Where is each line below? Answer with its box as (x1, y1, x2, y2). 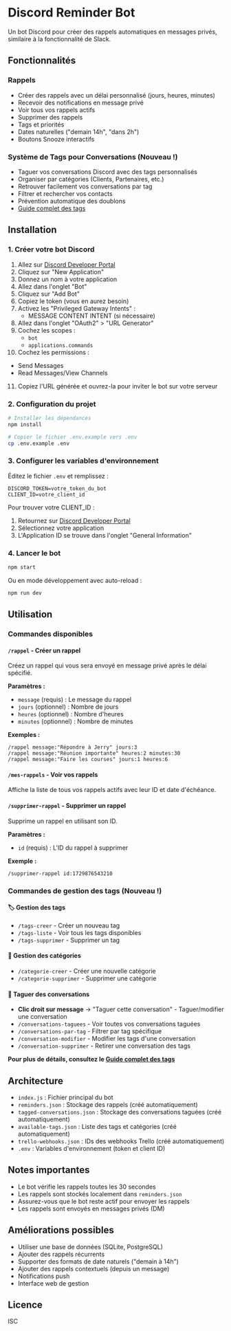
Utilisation (8, 608, 53, 620)
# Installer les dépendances (8, 415, 91, 421)
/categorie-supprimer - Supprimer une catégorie (17, 974, 157, 982)
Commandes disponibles (8, 629, 93, 639)
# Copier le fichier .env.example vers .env (8, 433, 137, 441)
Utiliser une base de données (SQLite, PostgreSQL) (17, 1242, 164, 1251)
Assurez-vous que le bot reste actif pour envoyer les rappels (17, 1197, 190, 1205)
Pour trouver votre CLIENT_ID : (8, 503, 95, 511)
